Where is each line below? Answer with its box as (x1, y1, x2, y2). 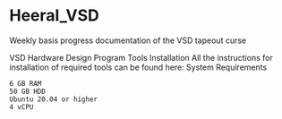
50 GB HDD (9, 87, 47, 96)
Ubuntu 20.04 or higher (9, 95, 98, 104)
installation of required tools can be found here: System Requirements (9, 62, 268, 72)
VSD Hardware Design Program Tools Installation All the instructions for (9, 52, 273, 63)
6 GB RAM (9, 79, 42, 88)
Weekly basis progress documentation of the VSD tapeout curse (9, 35, 247, 46)
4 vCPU (9, 102, 34, 112)
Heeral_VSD (9, 5, 100, 26)
